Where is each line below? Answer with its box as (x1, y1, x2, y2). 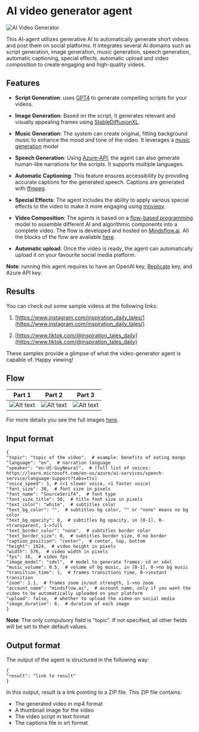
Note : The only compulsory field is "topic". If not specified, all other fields (6, 617, 187, 624)
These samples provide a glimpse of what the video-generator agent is (6, 349, 181, 356)
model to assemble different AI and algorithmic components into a (14, 220, 177, 227)
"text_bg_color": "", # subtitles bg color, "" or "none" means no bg (6, 507, 188, 513)
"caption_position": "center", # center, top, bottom (6, 539, 146, 545)
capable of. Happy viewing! (6, 356, 74, 363)
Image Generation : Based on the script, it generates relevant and (14, 112, 176, 119)
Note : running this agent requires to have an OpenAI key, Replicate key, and (6, 263, 192, 270)
